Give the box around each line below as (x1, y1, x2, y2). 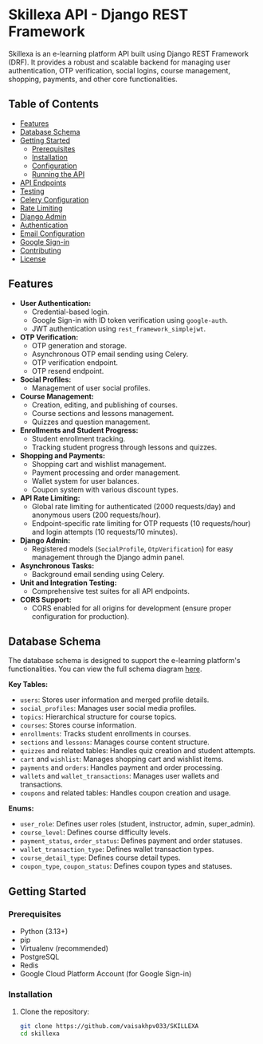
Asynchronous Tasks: (19, 560, 95, 571)
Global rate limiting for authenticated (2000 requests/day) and (31, 501, 236, 511)
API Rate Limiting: (19, 493, 80, 503)
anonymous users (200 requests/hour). (31, 510, 161, 520)
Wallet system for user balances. (31, 476, 139, 485)
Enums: (8, 803, 34, 814)
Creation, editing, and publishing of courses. (31, 400, 178, 410)
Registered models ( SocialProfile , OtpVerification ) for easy (31, 544, 234, 553)
